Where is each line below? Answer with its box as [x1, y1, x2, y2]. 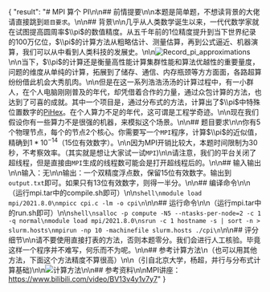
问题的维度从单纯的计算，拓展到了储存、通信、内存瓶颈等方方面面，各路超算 [8, 67, 262, 76]
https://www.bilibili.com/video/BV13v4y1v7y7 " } [8, 274, 166, 283]
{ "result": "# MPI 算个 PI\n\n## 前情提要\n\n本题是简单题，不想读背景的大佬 [8, 7, 260, 16]
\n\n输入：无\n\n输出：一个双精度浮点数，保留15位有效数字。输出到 [8, 168, 231, 177]
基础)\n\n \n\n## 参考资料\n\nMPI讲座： [14, 265, 181, 274]
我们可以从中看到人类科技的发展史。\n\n [22, 47, 155, 56]
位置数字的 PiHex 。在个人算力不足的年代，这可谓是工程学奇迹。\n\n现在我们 [8, 107, 260, 116]
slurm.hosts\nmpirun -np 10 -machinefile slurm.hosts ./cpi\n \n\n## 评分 [8, 225, 259, 234]
